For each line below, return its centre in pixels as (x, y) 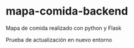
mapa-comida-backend (67, 11)
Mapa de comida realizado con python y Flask (64, 28)
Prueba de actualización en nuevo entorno (59, 39)
